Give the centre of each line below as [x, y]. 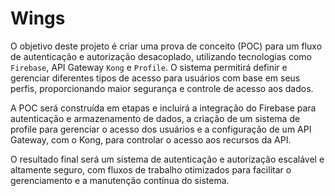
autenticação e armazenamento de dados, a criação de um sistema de [155, 118]
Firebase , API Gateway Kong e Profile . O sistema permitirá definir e [149, 67]
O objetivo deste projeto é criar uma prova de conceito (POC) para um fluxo [166, 46]
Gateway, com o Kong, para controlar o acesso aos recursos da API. [151, 139]
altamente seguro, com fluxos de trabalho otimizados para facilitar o [151, 169]
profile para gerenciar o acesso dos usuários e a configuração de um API [161, 129]
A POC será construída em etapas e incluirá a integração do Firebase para [163, 108]
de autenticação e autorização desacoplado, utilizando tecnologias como [161, 56]
